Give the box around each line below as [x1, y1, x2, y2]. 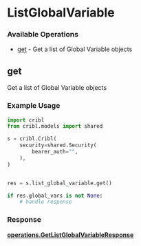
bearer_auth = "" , [32, 149, 78, 155]
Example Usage [7, 101, 61, 111]
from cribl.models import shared [7, 123, 103, 130]
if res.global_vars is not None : [7, 192, 103, 199]
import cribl [7, 116, 45, 124]
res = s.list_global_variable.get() [7, 180, 112, 187]
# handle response [19, 198, 72, 205]
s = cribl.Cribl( [7, 135, 57, 142]
